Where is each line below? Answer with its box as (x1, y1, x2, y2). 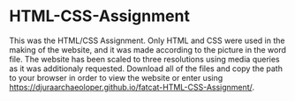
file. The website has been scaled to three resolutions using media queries (9, 54, 280, 64)
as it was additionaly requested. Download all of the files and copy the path (9, 63, 283, 74)
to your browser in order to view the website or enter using (9, 72, 223, 83)
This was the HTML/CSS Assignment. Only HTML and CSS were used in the (9, 35, 285, 46)
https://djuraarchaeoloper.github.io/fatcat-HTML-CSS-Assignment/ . (9, 82, 254, 92)
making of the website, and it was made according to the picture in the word (9, 44, 287, 54)
